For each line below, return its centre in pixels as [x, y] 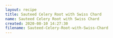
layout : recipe [21, 10]
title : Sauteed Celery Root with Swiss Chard [53, 14]
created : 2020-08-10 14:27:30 [37, 23]
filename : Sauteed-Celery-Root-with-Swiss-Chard [57, 28]
